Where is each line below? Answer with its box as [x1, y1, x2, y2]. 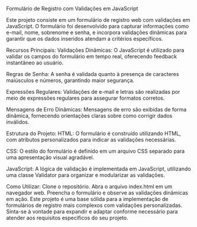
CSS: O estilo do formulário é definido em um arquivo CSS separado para [6, 147, 185, 154]
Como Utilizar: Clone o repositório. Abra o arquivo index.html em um [6, 183, 173, 190]
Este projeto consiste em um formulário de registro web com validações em [6, 17, 190, 23]
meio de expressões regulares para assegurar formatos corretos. [6, 94, 165, 101]
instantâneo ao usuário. [6, 59, 64, 66]
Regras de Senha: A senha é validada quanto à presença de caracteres [6, 71, 179, 77]
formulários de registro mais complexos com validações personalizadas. [6, 202, 183, 209]
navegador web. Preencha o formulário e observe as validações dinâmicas [6, 189, 188, 196]
